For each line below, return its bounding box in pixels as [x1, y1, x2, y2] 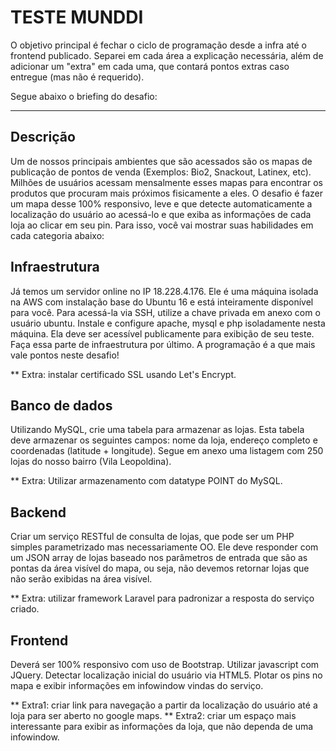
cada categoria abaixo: [10, 229, 105, 241]
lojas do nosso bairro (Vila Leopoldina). [10, 456, 172, 468]
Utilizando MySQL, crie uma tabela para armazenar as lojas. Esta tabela [10, 424, 305, 436]
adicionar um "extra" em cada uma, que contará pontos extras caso [10, 60, 290, 72]
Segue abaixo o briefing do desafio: [10, 90, 158, 102]
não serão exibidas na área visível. [10, 573, 153, 585]
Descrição [10, 129, 76, 146]
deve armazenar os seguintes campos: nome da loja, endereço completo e [10, 434, 318, 446]
